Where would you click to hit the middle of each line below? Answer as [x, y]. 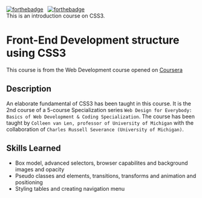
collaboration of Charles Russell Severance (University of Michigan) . [95, 129]
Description [29, 89]
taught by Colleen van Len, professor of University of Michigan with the [100, 123]
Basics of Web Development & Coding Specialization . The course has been [101, 116]
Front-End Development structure [93, 40]
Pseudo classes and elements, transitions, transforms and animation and [106, 176]
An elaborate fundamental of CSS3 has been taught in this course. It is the [99, 104]
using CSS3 [36, 53]
